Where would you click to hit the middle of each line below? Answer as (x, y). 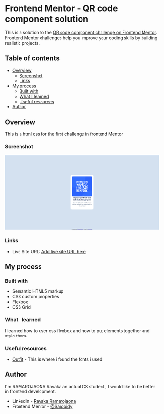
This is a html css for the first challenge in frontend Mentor (64, 134)
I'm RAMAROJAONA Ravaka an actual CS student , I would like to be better (80, 386)
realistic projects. (22, 43)
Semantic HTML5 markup (38, 291)
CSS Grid (21, 307)
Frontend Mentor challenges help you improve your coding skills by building (81, 38)
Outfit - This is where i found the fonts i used (57, 359)
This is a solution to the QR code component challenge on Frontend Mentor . (81, 32)
